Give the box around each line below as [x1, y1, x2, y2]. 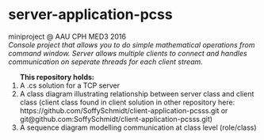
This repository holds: [19, 72, 95, 81]
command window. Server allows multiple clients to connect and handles [8, 48, 247, 58]
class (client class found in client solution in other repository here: [19, 97, 235, 107]
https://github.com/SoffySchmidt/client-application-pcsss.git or [19, 105, 228, 115]
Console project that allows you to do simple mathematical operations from [8, 40, 255, 49]
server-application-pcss [8, 6, 173, 24]
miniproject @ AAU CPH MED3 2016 [8, 32, 127, 41]
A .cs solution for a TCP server [19, 81, 121, 90]
